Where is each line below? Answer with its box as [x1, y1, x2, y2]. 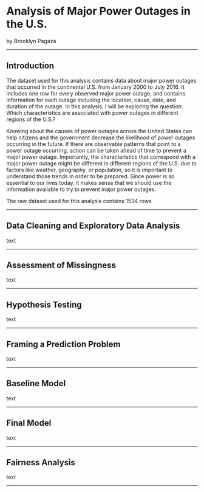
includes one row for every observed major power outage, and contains [6, 89, 186, 97]
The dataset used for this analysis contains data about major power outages [6, 77, 197, 84]
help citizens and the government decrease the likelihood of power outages [6, 134, 195, 141]
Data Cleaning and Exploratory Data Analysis [6, 221, 180, 231]
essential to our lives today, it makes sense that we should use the [6, 179, 172, 186]
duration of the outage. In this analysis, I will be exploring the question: [6, 102, 183, 110]
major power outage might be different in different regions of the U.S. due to [6, 159, 197, 167]
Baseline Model [6, 378, 66, 389]
